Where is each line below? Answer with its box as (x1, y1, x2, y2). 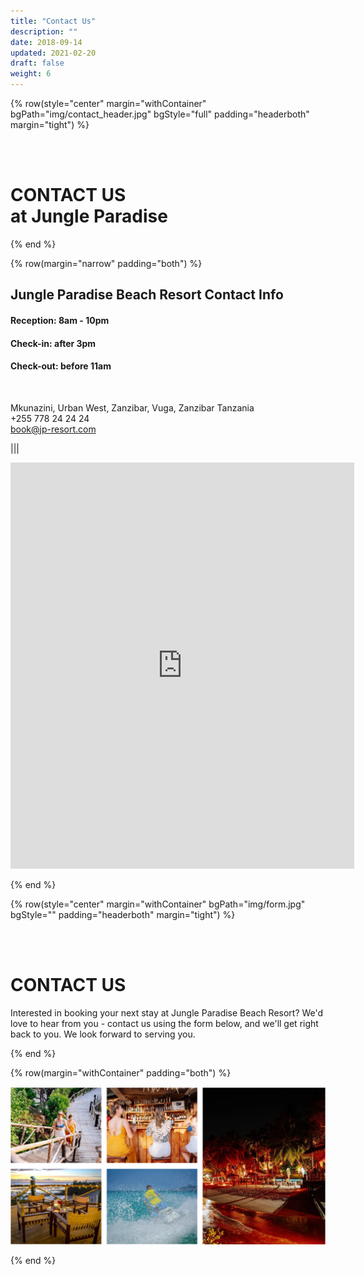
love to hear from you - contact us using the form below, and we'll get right (10, 1017, 319, 1029)
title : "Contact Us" (10, 16, 97, 26)
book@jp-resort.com (10, 423, 97, 435)
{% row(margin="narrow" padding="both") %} (10, 257, 203, 269)
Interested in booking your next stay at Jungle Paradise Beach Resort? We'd (10, 1006, 324, 1019)
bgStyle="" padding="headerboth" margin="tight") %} (10, 908, 236, 920)
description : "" (10, 26, 78, 37)
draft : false (10, 58, 65, 69)
